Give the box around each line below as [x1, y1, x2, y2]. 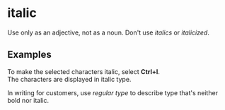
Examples [7, 49, 52, 61]
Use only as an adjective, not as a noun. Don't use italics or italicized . [7, 28, 210, 37]
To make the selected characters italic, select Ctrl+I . [7, 67, 161, 75]
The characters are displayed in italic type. [7, 75, 132, 83]
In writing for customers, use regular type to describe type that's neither [7, 88, 218, 97]
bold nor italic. [7, 96, 50, 104]
